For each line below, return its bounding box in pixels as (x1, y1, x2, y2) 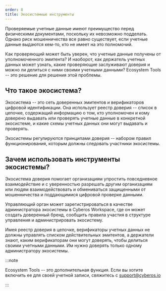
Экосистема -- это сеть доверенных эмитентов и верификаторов (5, 100, 144, 106)
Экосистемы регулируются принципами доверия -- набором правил (5, 135, 152, 141)
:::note (5, 257, 18, 263)
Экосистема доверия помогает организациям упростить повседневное (5, 176, 158, 182)
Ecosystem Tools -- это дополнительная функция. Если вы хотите (5, 267, 143, 273)
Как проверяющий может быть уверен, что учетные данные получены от (5, 51, 161, 57)
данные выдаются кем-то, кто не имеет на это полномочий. (5, 41, 133, 47)
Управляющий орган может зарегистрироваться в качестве (5, 201, 133, 207)
